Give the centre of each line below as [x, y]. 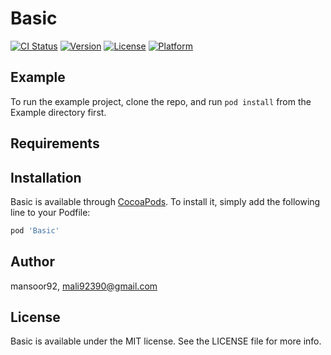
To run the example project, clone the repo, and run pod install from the [161, 101]
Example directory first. [58, 112]
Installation [46, 177]
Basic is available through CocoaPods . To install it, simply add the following [165, 201]
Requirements [55, 143]
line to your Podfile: [50, 212]
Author [32, 262]
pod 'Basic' [35, 230]
